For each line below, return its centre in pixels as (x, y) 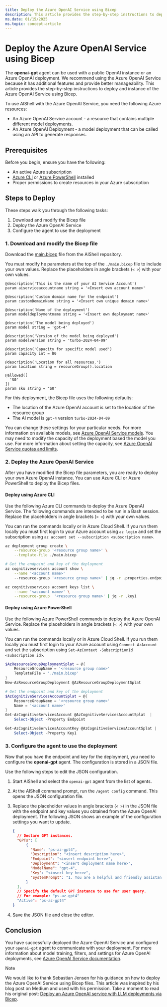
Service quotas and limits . (32, 449)
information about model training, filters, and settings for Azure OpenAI (78, 953)
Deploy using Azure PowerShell (39, 607)
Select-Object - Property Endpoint (50, 720)
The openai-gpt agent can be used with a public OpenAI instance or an (78, 73)
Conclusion (23, 930)
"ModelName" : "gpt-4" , (54, 868)
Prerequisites (26, 150)
